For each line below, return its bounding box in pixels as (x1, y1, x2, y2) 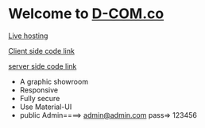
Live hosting (8, 31, 48, 40)
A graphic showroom (19, 77, 89, 86)
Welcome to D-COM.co (8, 5, 164, 23)
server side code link (8, 61, 77, 71)
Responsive (19, 85, 58, 95)
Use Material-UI (19, 102, 72, 111)
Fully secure (19, 93, 60, 103)
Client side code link (8, 46, 75, 55)
